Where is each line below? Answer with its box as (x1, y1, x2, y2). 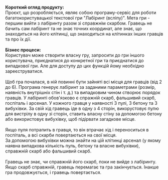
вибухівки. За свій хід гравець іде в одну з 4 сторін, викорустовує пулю (5, 105, 159, 111)
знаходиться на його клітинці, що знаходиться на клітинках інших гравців (5, 31, 163, 37)
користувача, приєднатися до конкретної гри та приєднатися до (5, 58, 144, 63)
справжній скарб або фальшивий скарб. (5, 148, 92, 154)
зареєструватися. (5, 68, 44, 74)
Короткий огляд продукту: (5, 5, 64, 10)
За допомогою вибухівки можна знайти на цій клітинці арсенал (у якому (5, 137, 161, 143)
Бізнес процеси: (5, 47, 41, 53)
